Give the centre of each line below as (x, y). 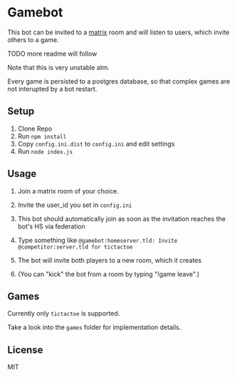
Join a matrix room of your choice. (68, 191)
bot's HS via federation (51, 226)
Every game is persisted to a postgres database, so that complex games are (119, 81)
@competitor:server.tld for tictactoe (75, 247)
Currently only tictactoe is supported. (64, 313)
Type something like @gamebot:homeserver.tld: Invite (98, 240)
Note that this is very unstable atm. (59, 67)
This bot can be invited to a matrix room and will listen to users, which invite (118, 32)
